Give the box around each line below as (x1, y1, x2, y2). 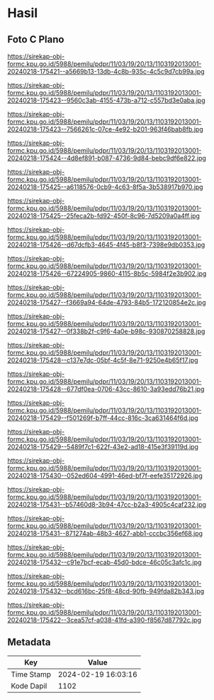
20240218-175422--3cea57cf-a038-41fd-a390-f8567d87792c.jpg (7, 616, 202, 624)
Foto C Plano (7, 33, 64, 45)
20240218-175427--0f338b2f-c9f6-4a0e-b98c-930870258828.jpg (7, 327, 205, 335)
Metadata (7, 636, 51, 648)
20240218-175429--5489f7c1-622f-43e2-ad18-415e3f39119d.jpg (7, 443, 198, 451)
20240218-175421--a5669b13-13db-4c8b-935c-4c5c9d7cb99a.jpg (7, 68, 205, 75)
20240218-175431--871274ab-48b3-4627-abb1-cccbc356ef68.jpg (7, 529, 203, 537)
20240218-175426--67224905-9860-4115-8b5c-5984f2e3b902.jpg (7, 269, 207, 278)
